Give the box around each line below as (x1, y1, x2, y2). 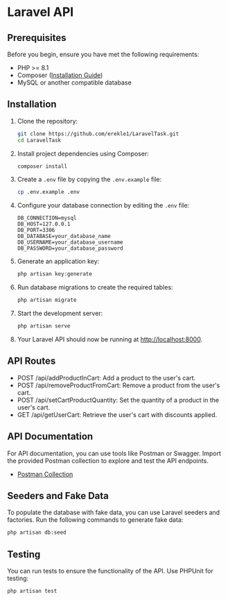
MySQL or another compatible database (17, 78, 132, 87)
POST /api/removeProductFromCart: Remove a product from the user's (17, 381, 220, 389)
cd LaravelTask (17, 137, 62, 144)
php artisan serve (17, 323, 71, 330)
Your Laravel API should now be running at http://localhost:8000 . (17, 335, 203, 344)
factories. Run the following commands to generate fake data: (7, 516, 184, 524)
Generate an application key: (17, 257, 100, 266)
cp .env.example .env (17, 189, 80, 196)
